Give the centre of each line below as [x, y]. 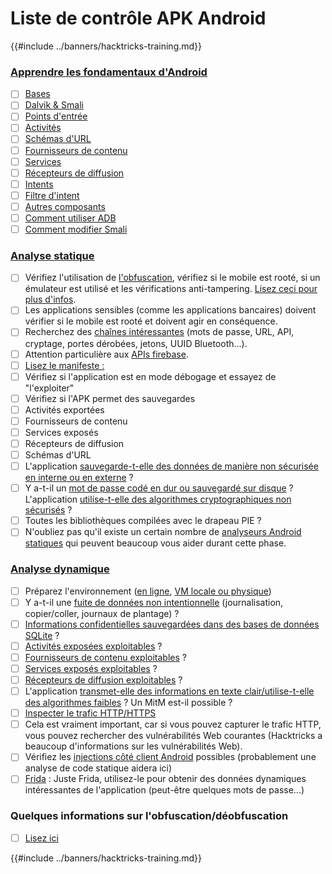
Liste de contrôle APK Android [138, 18]
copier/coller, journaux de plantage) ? [102, 613]
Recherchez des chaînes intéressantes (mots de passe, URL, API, [159, 332]
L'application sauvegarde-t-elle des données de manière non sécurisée [171, 466]
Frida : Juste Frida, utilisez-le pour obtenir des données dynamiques [165, 779]
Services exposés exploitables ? [91, 668]
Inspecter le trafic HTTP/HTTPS [90, 713]
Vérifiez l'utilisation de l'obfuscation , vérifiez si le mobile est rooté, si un [172, 278]
